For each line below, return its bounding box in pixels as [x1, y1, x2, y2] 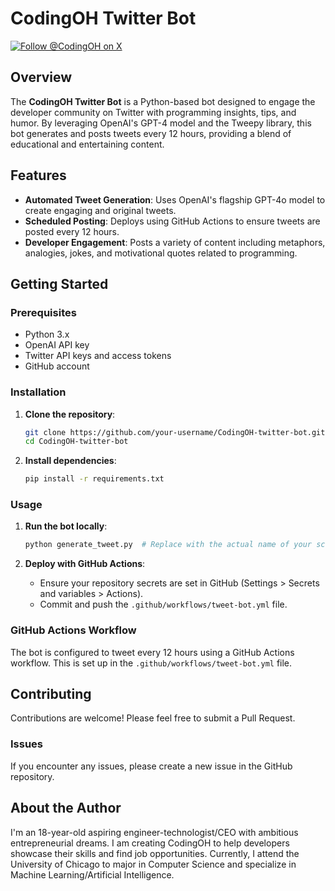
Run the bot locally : [24, 520, 108, 532]
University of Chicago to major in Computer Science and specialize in [10, 858, 297, 870]
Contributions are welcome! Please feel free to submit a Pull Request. [10, 712, 296, 724]
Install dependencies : [24, 455, 117, 467]
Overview [10, 69, 73, 86]
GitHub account [24, 360, 90, 372]
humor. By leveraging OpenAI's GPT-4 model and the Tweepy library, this [10, 117, 312, 129]
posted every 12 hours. [24, 225, 120, 237]
